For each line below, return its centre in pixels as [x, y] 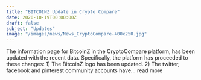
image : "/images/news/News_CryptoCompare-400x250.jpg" [77, 34]
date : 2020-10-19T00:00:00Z [42, 17]
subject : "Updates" [31, 29]
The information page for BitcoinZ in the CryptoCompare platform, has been [101, 51]
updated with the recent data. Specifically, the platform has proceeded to [97, 58]
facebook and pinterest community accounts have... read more [85, 70]
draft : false [23, 23]
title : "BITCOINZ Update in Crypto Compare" [63, 12]
